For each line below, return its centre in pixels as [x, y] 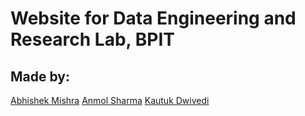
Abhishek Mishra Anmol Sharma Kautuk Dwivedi [110, 100]
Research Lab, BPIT [92, 39]
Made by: [40, 76]
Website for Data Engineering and [153, 18]
